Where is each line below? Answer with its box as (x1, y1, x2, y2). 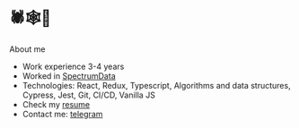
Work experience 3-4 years (22, 61, 125, 72)
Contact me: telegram (22, 108, 103, 119)
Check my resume (22, 98, 91, 109)
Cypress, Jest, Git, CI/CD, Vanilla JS (22, 90, 155, 100)
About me (9, 43, 46, 55)
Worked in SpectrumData (22, 70, 116, 81)
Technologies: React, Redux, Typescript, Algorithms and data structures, (22, 80, 291, 90)
